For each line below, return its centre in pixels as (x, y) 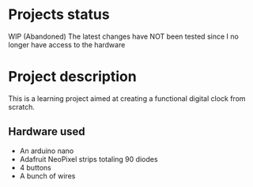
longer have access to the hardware (67, 44)
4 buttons (35, 167)
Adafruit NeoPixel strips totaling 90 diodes (89, 159)
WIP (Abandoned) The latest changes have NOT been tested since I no (123, 36)
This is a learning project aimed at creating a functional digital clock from (127, 98)
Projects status (59, 15)
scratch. (22, 107)
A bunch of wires (47, 176)
